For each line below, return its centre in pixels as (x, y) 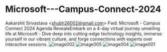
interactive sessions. (26, 44)
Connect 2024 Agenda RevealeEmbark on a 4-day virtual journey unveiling (83, 28)
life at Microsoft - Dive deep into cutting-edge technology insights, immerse (83, 33)
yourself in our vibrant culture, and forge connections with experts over (79, 39)
